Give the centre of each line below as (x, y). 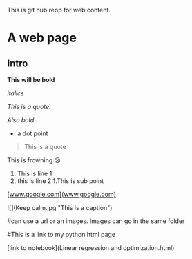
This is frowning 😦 (34, 160)
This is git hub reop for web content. (59, 10)
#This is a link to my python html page (61, 234)
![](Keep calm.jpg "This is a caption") (60, 208)
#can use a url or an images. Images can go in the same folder (96, 221)
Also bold (21, 120)
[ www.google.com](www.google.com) (61, 194)
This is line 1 (35, 173)
